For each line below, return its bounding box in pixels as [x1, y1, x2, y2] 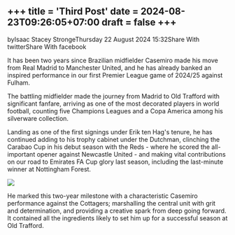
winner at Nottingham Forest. [7, 164, 92, 173]
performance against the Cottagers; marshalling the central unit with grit [7, 199, 215, 207]
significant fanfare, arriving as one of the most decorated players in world [7, 99, 220, 108]
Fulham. [7, 78, 30, 87]
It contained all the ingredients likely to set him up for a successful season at [7, 213, 228, 222]
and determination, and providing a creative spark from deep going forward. [7, 206, 227, 215]
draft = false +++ [101, 17, 177, 29]
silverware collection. [7, 114, 69, 122]
